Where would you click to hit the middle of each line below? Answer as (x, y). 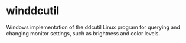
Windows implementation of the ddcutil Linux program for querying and (93, 27)
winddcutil (33, 11)
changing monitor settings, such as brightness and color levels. (83, 33)
